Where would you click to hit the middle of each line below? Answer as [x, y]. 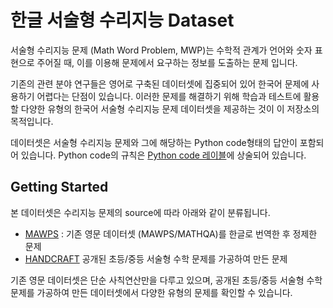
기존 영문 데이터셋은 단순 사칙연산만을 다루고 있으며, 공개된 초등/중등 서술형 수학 [166, 280]
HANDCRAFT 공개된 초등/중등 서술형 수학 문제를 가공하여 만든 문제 [156, 258]
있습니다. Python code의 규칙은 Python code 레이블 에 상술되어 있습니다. [163, 155]
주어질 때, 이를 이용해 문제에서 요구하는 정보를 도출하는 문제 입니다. [167, 62]
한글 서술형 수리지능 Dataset [122, 20]
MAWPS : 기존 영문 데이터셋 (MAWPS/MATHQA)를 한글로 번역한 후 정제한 [171, 233]
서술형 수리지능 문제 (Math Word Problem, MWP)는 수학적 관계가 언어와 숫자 [161, 50]
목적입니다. [32, 121]
